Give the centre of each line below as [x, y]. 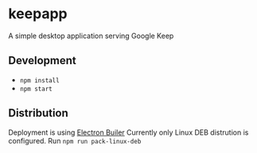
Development [43, 61]
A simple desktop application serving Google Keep [91, 36]
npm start [36, 89]
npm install [39, 80]
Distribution [39, 113]
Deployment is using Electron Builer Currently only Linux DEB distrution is [128, 132]
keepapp [38, 14]
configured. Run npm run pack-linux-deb [75, 140]
